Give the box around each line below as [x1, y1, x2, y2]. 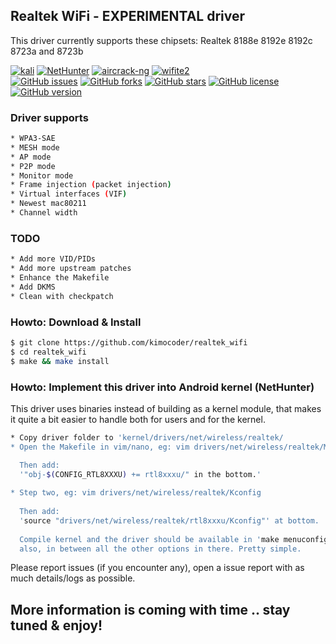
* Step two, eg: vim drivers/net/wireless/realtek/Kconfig [10, 488, 262, 498]
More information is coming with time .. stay [10, 601, 291, 618]
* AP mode [10, 152, 52, 162]
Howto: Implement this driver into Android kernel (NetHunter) [10, 380, 315, 394]
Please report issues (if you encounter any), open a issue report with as [10, 562, 305, 574]
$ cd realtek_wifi [10, 347, 87, 357]
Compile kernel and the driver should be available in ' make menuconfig [19, 534, 329, 544]
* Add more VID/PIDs [10, 254, 97, 264]
